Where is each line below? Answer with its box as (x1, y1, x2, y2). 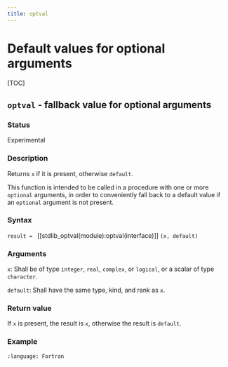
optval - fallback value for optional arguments (7, 99, 212, 111)
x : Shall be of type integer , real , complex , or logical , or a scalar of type (7, 265, 215, 274)
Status (7, 120, 30, 130)
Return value (7, 303, 52, 313)
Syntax (7, 215, 32, 225)
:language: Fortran (7, 352, 65, 360)
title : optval (7, 10, 49, 18)
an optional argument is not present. (7, 198, 114, 206)
